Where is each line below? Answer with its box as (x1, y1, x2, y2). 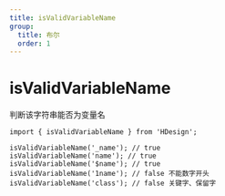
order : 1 (17, 38, 51, 48)
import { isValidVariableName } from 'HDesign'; (9, 128, 198, 137)
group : (9, 22, 35, 31)
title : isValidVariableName (9, 13, 117, 23)
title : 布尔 (17, 30, 61, 39)
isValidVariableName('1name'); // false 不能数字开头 (9, 170, 210, 179)
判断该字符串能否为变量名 (9, 109, 106, 120)
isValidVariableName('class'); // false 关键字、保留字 (9, 179, 217, 188)
